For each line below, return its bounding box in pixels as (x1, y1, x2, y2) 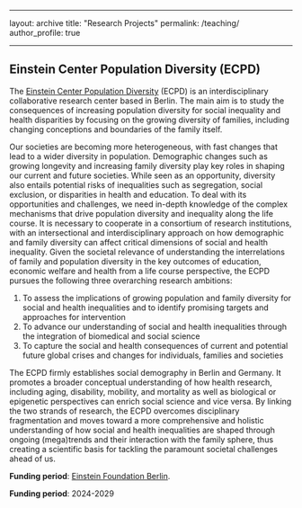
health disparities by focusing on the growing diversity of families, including (9, 114, 289, 125)
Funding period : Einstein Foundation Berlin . (9, 470, 171, 481)
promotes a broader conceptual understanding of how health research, (9, 377, 272, 388)
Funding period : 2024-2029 (9, 487, 115, 499)
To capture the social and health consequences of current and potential (22, 340, 289, 351)
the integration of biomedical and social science (22, 330, 200, 342)
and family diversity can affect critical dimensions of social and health (9, 236, 268, 247)
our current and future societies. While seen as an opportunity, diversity (9, 170, 276, 181)
